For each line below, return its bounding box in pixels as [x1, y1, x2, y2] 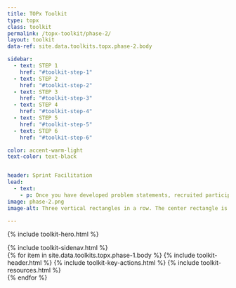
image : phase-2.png [7, 198, 65, 205]
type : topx [7, 17, 39, 24]
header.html [7, 258, 42, 267]
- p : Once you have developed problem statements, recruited [20, 191, 202, 199]
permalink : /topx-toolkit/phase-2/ [7, 30, 112, 37]
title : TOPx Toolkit [7, 10, 68, 18]
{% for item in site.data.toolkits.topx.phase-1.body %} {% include [7, 251, 195, 260]
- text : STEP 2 [13, 75, 58, 82]
